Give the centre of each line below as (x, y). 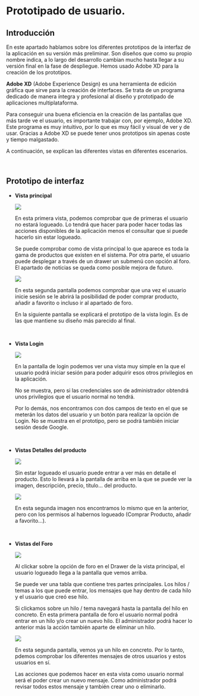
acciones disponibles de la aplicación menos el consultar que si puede (101, 230)
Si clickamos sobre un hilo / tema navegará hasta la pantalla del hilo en (101, 608)
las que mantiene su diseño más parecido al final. (75, 320)
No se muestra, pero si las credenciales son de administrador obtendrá (102, 390)
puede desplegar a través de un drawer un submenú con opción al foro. (103, 261)
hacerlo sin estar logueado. (48, 237)
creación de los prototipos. (39, 72)
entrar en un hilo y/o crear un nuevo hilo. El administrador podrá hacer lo (104, 621)
